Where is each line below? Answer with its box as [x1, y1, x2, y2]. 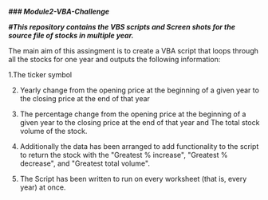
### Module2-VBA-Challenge [8, 7, 110, 16]
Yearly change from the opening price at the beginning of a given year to [19, 85, 259, 95]
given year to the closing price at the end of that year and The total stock [19, 118, 260, 127]
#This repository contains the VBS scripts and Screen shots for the [8, 22, 235, 31]
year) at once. [19, 182, 66, 192]
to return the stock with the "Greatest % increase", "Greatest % [19, 151, 229, 159]
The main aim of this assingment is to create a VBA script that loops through [8, 46, 259, 55]
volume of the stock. [19, 127, 88, 135]
